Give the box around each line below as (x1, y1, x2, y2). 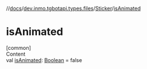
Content (6, 50, 26, 57)
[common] (6, 44, 31, 51)
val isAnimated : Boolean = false (6, 56, 83, 63)
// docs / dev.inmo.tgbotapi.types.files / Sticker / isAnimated (6, 5, 141, 12)
